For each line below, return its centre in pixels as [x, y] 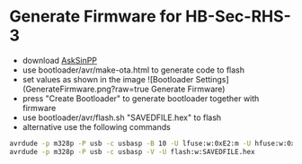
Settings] [212, 79]
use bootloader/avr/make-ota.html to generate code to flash [133, 70]
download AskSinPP [59, 60]
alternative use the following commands [96, 126]
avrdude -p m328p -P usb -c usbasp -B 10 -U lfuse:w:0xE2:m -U [130, 143]
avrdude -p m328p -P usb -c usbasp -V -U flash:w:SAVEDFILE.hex [132, 151]
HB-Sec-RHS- [239, 17]
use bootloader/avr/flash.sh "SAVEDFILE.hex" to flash [122, 117]
